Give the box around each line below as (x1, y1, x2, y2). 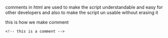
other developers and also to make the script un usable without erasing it (5, 9, 158, 15)
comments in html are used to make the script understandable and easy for (5, 4, 163, 10)
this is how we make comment (5, 19, 69, 25)
